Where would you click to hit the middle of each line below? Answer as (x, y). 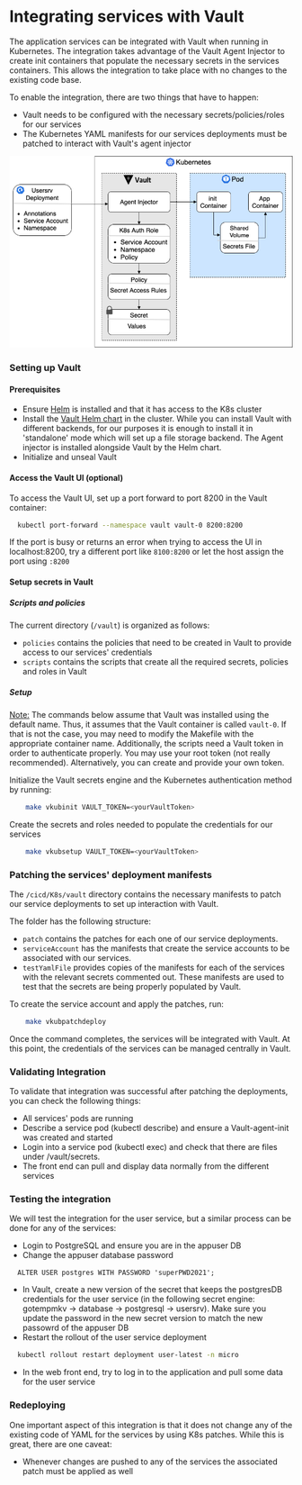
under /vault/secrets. (61, 1157)
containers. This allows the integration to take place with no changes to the (148, 70)
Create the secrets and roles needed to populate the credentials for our (141, 824)
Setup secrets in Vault (52, 582)
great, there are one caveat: (61, 1444)
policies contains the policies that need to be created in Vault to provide (157, 642)
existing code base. (46, 79)
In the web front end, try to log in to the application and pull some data (152, 1372)
